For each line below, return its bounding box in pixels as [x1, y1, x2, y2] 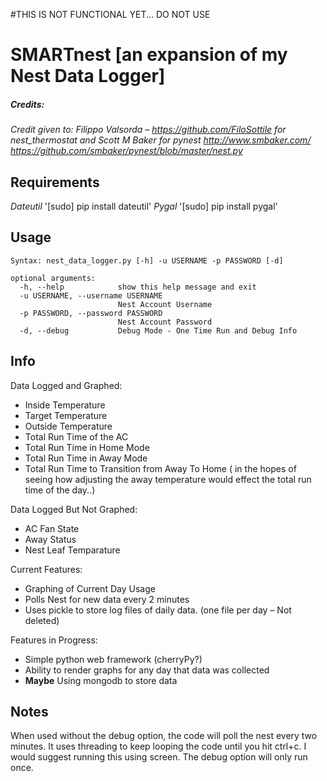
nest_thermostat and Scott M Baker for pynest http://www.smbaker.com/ [10, 134, 312, 146]
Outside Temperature [24, 420, 113, 432]
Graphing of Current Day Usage [24, 582, 156, 594]
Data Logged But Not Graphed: [10, 503, 138, 515]
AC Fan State [24, 522, 80, 534]
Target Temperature [24, 409, 108, 421]
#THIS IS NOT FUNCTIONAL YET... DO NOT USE [10, 9, 211, 20]
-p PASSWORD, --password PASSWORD [19, 308, 163, 318]
